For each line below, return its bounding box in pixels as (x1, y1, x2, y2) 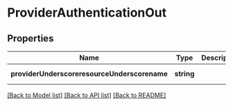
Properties (7, 33, 54, 44)
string (174, 69, 195, 78)
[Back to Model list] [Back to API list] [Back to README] (7, 91, 166, 99)
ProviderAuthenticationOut (7, 5, 167, 21)
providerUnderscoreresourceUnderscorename (10, 69, 168, 78)
